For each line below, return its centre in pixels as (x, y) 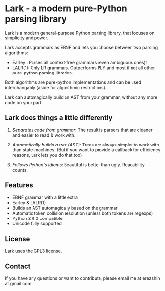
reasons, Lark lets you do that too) (47, 155)
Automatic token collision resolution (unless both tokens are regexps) (82, 213)
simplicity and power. (27, 38)
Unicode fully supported (37, 223)
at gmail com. (19, 284)
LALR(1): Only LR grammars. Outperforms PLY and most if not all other (83, 68)
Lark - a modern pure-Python (66, 9)
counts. (20, 170)
